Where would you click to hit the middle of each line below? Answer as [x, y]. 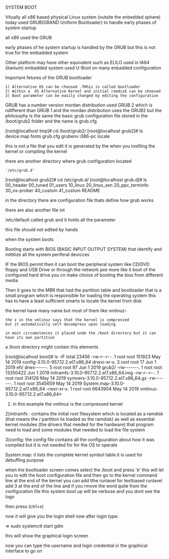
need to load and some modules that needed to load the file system [75, 430]
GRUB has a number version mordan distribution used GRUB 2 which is [79, 105]
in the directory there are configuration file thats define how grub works [79, 200]
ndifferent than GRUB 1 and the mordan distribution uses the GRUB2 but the [83, 110]
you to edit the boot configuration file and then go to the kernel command [81, 475]
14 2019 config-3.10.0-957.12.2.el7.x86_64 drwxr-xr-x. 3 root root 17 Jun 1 [81, 362]
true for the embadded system [37, 53]
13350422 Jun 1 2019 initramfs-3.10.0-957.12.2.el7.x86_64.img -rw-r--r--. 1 [82, 373]
